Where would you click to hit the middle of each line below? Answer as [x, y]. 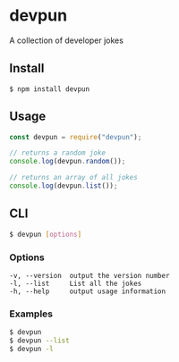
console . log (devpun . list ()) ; [64, 186]
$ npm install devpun [50, 89]
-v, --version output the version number [89, 275]
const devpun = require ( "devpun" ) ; [76, 137]
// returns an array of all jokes [74, 178]
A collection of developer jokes [66, 40]
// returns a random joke [57, 153]
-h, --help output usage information [88, 291]
